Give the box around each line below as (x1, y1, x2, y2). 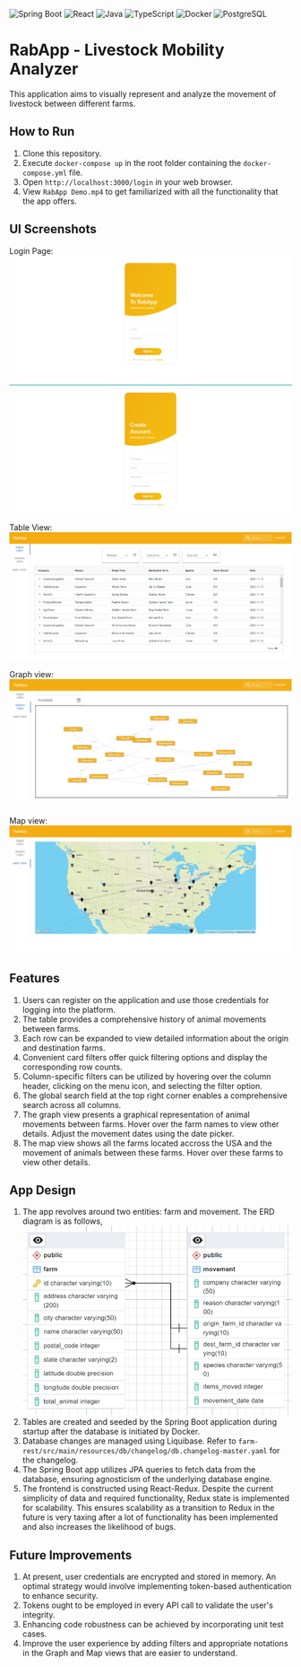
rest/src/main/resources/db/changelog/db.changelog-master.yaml (21, 1447, 268, 1456)
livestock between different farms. (9, 98, 136, 109)
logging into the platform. (21, 1004, 116, 1015)
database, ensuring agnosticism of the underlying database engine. (21, 1474, 272, 1485)
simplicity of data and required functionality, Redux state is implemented (21, 1493, 289, 1504)
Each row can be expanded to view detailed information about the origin (21, 1033, 289, 1043)
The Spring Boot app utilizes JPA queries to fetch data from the (21, 1464, 256, 1475)
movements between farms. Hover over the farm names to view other (21, 1118, 279, 1130)
